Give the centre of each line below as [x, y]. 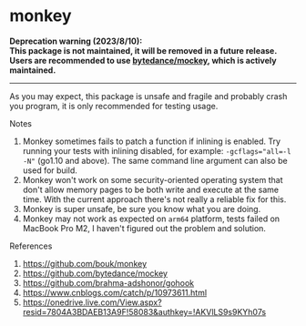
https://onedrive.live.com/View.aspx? [92, 302]
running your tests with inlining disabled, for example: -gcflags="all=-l [157, 150]
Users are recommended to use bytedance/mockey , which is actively [143, 60]
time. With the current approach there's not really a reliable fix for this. [154, 199]
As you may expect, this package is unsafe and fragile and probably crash [148, 96]
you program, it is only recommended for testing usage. [114, 106]
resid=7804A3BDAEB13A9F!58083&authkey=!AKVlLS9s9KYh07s [144, 311]
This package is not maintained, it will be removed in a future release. [143, 50]
